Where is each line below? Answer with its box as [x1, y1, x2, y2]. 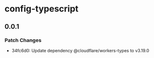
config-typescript [4, 3, 79, 14]
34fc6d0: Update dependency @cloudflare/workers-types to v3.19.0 [11, 47, 150, 53]
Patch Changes [4, 37, 42, 44]
